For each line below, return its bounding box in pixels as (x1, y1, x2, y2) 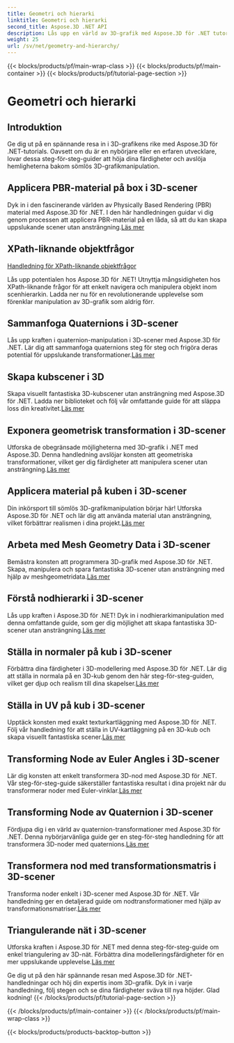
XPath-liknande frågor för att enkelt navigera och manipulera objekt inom (7, 282, 217, 291)
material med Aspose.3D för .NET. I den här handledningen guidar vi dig (7, 208, 214, 216)
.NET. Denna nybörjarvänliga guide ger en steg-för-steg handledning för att (7, 832, 224, 841)
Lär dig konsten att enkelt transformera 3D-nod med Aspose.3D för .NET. (7, 771, 217, 779)
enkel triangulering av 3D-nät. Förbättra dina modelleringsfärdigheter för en (7, 950, 224, 959)
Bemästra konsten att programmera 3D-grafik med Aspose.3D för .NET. (7, 557, 213, 565)
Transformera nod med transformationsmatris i (7, 860, 217, 872)
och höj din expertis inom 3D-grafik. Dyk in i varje (49, 979, 193, 987)
